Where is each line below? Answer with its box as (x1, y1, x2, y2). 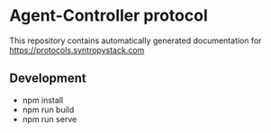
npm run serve (22, 113, 77, 124)
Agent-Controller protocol (9, 5, 209, 26)
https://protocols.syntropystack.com (9, 44, 145, 55)
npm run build (22, 104, 75, 115)
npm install (22, 94, 64, 105)
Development (9, 71, 87, 86)
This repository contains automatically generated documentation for (9, 35, 262, 46)
